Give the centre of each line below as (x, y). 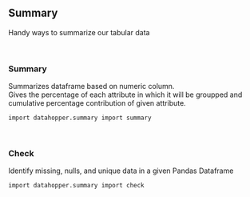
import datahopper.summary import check (77, 186)
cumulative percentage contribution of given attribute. (97, 103)
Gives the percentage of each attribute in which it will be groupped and (125, 94)
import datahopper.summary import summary (80, 118)
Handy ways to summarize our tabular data (79, 32)
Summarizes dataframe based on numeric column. (91, 86)
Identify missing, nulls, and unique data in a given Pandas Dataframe (121, 171)
